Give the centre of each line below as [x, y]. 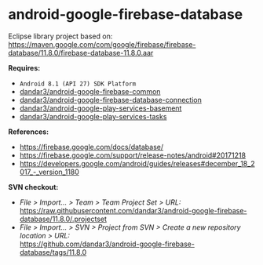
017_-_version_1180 [49, 172]
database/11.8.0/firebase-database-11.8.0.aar [81, 53]
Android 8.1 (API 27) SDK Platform [78, 84]
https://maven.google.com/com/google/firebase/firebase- [102, 44]
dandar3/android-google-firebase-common [90, 91]
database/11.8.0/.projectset [63, 219]
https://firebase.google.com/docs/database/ [91, 147]
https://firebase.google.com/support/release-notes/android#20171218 [132, 155]
